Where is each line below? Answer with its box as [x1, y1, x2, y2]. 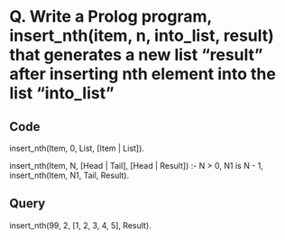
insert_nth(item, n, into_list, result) [9, 25, 275, 46]
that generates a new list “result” [9, 45, 263, 65]
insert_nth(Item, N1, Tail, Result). [9, 170, 129, 180]
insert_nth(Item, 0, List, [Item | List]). [9, 143, 144, 153]
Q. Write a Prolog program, [9, 6, 212, 27]
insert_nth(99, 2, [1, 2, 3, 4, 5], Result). [9, 219, 152, 231]
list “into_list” [9, 83, 115, 104]
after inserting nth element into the [9, 64, 277, 85]
